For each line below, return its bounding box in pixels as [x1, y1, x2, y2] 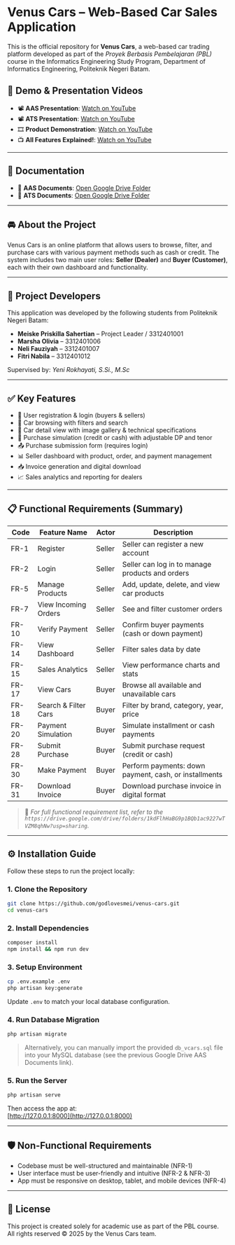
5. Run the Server [7, 1075, 68, 1085]
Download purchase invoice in [122, 780, 222, 790]
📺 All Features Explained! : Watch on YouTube [17, 135, 152, 144]
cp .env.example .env [7, 978, 71, 985]
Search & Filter [37, 700, 86, 710]
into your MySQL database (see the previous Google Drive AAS [24, 1050, 207, 1059]
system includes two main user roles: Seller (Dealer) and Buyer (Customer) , [7, 256, 228, 264]
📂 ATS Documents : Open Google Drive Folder [17, 191, 150, 200]
